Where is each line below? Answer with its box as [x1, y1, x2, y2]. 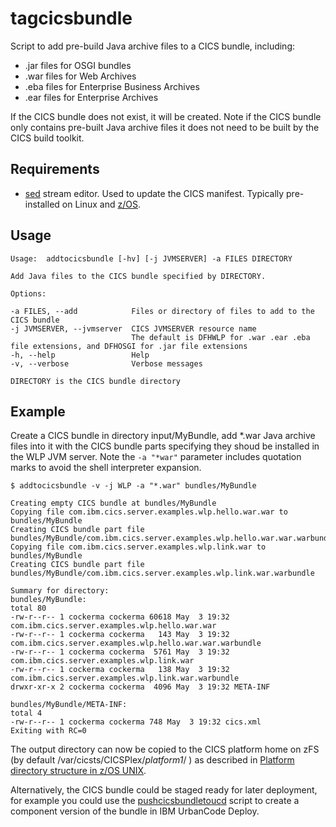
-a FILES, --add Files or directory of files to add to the [10, 306, 315, 316]
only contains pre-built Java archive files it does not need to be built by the [10, 121, 320, 133]
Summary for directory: [10, 586, 110, 596]
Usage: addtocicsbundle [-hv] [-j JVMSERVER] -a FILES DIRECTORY [10, 253, 293, 264]
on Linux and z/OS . [61, 198, 142, 210]
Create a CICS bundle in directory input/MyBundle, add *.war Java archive [10, 430, 316, 442]
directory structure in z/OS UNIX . [10, 765, 147, 777]
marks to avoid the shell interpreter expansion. [10, 462, 202, 474]
